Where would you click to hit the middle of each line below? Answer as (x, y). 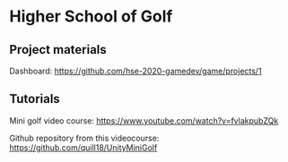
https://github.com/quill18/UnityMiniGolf (83, 147)
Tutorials (35, 99)
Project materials (58, 50)
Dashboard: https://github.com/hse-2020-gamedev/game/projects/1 (135, 71)
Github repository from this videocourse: (84, 138)
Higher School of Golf (91, 17)
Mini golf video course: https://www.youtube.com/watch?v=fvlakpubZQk (144, 120)
